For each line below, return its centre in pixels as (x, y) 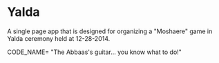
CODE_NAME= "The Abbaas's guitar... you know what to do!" (94, 52)
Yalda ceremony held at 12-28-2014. (59, 38)
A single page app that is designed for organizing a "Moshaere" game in (110, 31)
